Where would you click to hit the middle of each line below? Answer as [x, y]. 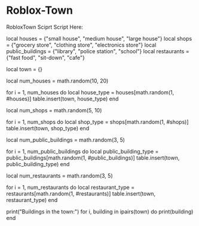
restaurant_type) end [32, 200]
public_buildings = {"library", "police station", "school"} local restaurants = [98, 51]
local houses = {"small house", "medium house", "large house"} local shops [99, 38]
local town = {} [25, 69]
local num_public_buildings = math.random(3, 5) [66, 140]
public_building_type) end [38, 164]
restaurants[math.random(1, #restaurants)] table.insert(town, [81, 193]
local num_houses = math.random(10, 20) [57, 81]
